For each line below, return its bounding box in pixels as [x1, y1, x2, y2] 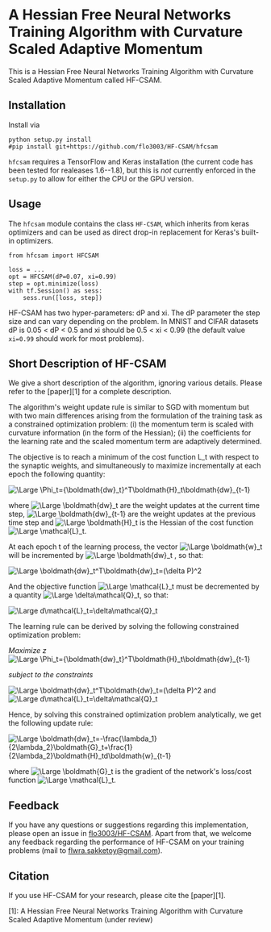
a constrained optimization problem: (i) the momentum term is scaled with [8, 419, 254, 429]
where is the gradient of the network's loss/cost [8, 767, 252, 776]
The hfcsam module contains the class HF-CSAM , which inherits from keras [8, 218, 250, 228]
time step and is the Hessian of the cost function [8, 518, 254, 527]
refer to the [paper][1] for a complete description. [8, 387, 172, 397]
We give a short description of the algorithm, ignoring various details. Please [8, 378, 263, 388]
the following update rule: [8, 718, 94, 728]
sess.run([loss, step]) [23, 293, 103, 302]
